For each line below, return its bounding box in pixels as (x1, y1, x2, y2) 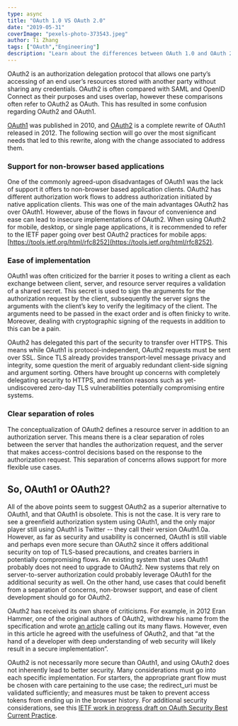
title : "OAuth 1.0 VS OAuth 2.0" (7, 17, 106, 24)
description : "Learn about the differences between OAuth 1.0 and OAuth (7, 50, 227, 58)
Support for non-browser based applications (7, 161, 165, 171)
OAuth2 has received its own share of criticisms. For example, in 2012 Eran (7, 607, 226, 615)
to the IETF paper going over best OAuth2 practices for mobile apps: (7, 230, 208, 239)
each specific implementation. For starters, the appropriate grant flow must (7, 673, 227, 682)
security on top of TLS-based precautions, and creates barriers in (7, 548, 200, 556)
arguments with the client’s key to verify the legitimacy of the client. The (7, 302, 217, 310)
